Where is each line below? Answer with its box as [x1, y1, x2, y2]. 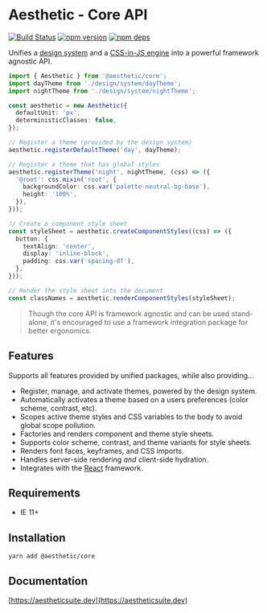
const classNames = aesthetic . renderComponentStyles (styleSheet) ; [8, 294, 236, 302]
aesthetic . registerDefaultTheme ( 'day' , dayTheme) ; [8, 146, 182, 154]
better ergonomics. [27, 326, 92, 335]
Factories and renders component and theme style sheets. [19, 429, 215, 438]
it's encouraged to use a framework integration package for [50, 317, 249, 327]
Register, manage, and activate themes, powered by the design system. [19, 386, 257, 396]
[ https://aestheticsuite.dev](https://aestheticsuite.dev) [8, 595, 188, 605]
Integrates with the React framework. [19, 463, 143, 472]
